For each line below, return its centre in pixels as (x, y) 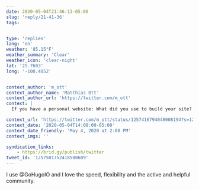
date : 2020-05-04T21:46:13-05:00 (47, 12)
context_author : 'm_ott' (37, 87)
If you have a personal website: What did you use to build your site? (102, 109)
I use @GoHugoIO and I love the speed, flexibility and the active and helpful (98, 174)
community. (20, 181)
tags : (13, 22)
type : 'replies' (26, 38)
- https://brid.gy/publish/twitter (61, 152)
